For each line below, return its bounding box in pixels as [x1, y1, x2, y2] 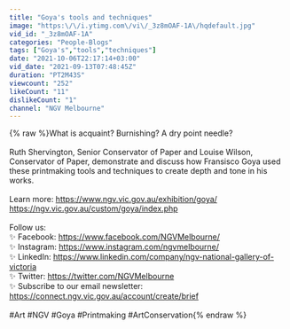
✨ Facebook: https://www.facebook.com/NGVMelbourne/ [9, 231, 220, 242]
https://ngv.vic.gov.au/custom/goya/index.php [9, 203, 179, 214]
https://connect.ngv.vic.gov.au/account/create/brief [9, 291, 200, 302]
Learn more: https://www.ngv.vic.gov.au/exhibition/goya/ [9, 194, 217, 205]
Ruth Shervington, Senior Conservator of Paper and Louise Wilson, [9, 147, 254, 158]
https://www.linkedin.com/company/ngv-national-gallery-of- [52, 252, 275, 262]
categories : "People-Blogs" [9, 37, 114, 47]
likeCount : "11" [9, 87, 69, 96]
